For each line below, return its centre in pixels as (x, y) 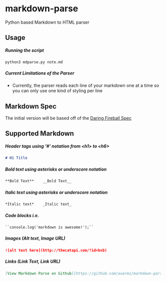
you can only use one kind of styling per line (57, 91)
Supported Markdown (40, 134)
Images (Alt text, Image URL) (35, 238)
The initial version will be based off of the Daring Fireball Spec (68, 118)
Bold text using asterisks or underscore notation (56, 169)
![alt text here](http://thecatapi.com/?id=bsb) (56, 250)
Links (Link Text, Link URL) (33, 261)
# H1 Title (16, 158)
